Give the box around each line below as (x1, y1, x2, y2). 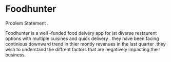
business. (5, 52, 26, 58)
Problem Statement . (5, 20, 49, 26)
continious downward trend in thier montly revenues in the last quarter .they (5, 40, 166, 47)
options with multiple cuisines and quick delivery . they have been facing (5, 35, 159, 42)
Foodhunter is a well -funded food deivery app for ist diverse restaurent (5, 30, 157, 36)
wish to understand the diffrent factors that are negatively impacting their (5, 46, 161, 52)
